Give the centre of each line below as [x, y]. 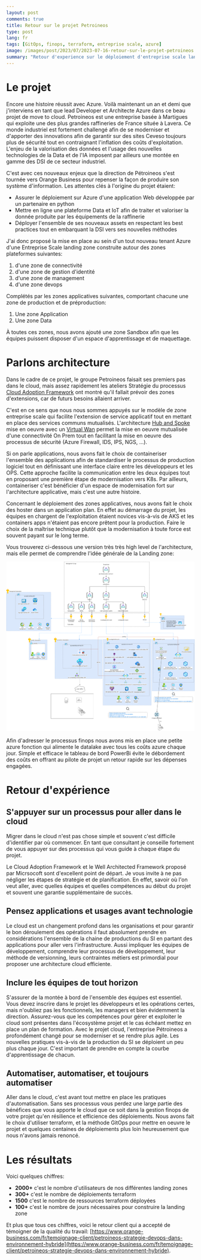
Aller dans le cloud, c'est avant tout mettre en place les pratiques [86, 1097]
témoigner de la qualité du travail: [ [49, 1231]
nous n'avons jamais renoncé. [43, 1135]
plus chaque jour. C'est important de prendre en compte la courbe [88, 1048]
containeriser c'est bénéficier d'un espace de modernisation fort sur [90, 485]
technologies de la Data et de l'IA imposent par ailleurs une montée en [93, 155]
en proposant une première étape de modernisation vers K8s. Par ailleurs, [97, 479]
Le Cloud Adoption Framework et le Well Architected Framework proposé [96, 866]
